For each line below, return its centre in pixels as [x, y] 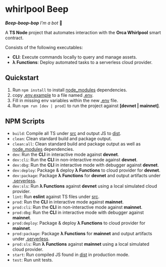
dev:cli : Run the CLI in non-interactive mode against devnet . [75, 159]
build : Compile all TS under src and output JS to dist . [67, 133]
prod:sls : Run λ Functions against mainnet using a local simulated [81, 244]
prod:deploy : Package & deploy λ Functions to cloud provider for [79, 223]
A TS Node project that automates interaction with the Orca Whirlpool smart [83, 32]
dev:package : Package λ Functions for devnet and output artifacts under [86, 175]
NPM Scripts [25, 121]
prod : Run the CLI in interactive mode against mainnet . [68, 201]
